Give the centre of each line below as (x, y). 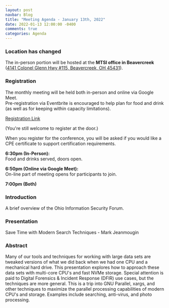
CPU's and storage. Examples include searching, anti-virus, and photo (79, 295)
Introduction (21, 197)
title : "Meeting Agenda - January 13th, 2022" (55, 19)
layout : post (19, 10)
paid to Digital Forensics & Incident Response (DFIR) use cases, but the (79, 278)
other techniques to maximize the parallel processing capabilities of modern (85, 289)
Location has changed (33, 51)
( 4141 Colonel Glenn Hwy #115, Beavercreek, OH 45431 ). (64, 68)
